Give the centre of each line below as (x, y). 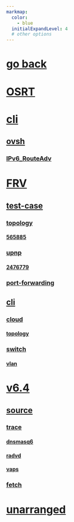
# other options (32, 34)
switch (16, 349)
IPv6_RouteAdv (29, 159)
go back (27, 64)
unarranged (36, 510)
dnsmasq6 (20, 442)
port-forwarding (30, 283)
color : (20, 17)
